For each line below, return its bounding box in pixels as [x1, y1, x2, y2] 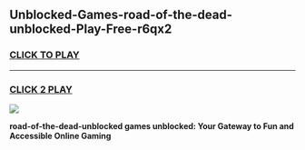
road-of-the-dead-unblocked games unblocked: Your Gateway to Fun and [9, 120, 295, 131]
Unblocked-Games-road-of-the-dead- [9, 7, 233, 23]
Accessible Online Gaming [9, 130, 112, 141]
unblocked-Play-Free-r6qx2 [9, 22, 172, 37]
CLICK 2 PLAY [9, 83, 73, 95]
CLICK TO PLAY [9, 49, 80, 62]
